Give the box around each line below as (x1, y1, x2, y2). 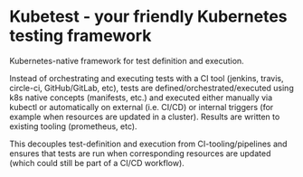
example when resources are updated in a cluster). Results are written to (9, 111, 280, 122)
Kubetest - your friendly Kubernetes (9, 6, 288, 27)
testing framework (9, 25, 152, 46)
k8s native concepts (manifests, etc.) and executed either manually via (9, 92, 273, 103)
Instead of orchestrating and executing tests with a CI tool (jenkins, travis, (9, 72, 284, 83)
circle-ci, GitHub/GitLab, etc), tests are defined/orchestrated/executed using (9, 82, 294, 93)
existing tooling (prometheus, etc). (9, 120, 137, 132)
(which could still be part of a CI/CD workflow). (9, 157, 185, 168)
